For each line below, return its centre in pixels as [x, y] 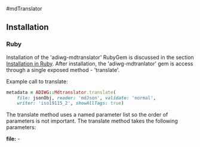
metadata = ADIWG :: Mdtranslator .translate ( [61, 92]
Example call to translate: [37, 81]
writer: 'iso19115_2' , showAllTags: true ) [70, 104]
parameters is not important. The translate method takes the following [92, 121]
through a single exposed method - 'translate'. [63, 70]
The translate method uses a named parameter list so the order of [87, 115]
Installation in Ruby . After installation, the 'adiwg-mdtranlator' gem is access [100, 63]
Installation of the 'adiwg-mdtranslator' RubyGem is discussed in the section [100, 57]
